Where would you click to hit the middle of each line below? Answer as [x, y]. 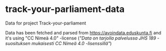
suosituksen [18, 43]
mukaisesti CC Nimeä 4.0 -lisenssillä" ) [72, 43]
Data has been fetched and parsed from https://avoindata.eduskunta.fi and [83, 32]
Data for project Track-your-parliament [46, 23]
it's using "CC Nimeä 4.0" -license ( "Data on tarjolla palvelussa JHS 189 [81, 38]
